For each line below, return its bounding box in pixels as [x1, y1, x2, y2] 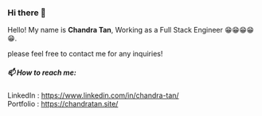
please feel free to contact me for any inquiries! [7, 49, 163, 59]
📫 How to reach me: [7, 68, 76, 77]
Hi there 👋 [7, 7, 47, 18]
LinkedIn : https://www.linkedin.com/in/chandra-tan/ [7, 91, 180, 100]
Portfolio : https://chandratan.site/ [7, 99, 119, 109]
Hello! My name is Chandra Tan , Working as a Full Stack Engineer [7, 25, 224, 35]
